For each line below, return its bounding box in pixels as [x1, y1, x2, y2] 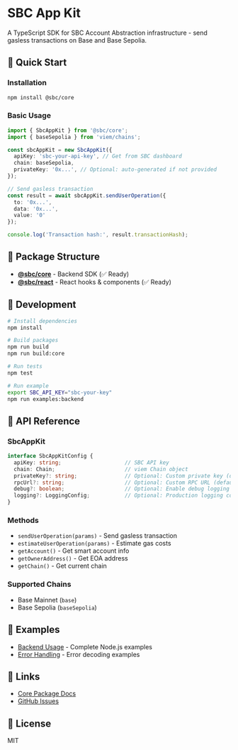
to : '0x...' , [13, 199, 52, 206]
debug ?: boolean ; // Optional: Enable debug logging [13, 485, 230, 492]
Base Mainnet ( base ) [17, 595, 77, 604]
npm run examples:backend [7, 395, 84, 402]
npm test [7, 369, 33, 377]
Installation [7, 78, 47, 88]
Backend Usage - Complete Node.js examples [17, 642, 152, 651]
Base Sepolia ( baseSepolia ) [17, 603, 97, 612]
